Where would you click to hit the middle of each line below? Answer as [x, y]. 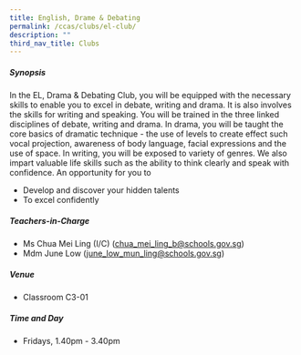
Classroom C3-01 [55, 298]
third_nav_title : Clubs [55, 43]
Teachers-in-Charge [50, 220]
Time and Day [36, 318]
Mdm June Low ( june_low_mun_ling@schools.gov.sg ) [124, 254]
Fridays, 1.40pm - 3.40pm [71, 341]
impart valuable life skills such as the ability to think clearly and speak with [150, 163]
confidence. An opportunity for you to [81, 173]
